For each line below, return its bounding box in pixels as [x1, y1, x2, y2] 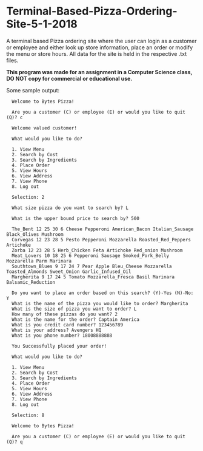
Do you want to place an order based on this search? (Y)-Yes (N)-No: [12, 290, 194, 296]
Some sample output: [6, 86, 60, 94]
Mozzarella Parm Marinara [6, 258, 72, 264]
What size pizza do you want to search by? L [12, 205, 129, 211]
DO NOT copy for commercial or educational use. [6, 75, 133, 82]
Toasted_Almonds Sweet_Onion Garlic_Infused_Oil [6, 269, 131, 275]
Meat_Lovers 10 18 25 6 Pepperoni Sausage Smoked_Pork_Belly [12, 252, 170, 259]
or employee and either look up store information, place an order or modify [6, 44, 193, 51]
